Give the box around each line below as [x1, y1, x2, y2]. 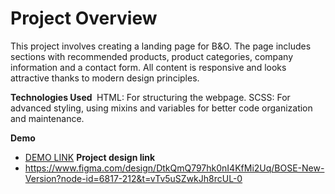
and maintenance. [10, 112, 85, 124]
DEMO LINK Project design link [24, 151, 156, 163]
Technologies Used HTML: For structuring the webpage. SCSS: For [10, 91, 291, 103]
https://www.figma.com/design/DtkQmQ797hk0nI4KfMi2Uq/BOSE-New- [24, 162, 325, 174]
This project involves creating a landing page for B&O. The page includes [10, 40, 312, 52]
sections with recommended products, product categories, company [10, 50, 294, 62]
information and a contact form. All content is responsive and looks [10, 61, 287, 73]
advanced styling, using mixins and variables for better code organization [10, 102, 313, 114]
